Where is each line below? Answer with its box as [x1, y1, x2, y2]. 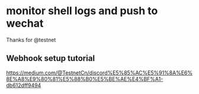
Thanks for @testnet [6, 36, 56, 43]
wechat [6, 17, 44, 30]
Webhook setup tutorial [6, 53, 95, 63]
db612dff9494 [6, 82, 41, 89]
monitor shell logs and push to [6, 4, 158, 18]
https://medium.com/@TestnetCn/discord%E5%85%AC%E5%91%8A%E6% [6, 69, 193, 76]
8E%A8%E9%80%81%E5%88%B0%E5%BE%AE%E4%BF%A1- [6, 75, 163, 82]
